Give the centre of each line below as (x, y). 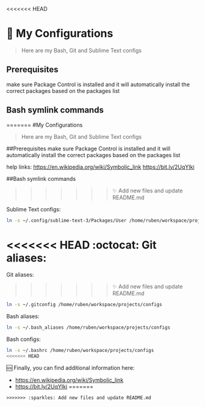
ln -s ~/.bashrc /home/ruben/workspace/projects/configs (80, 351)
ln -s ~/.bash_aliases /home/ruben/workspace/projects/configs (88, 328)
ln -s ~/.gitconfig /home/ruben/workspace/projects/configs (85, 305)
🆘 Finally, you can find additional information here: (70, 368)
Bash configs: (23, 339)
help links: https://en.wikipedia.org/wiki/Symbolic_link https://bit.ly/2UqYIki (100, 167)
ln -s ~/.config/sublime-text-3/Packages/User (67, 220)
